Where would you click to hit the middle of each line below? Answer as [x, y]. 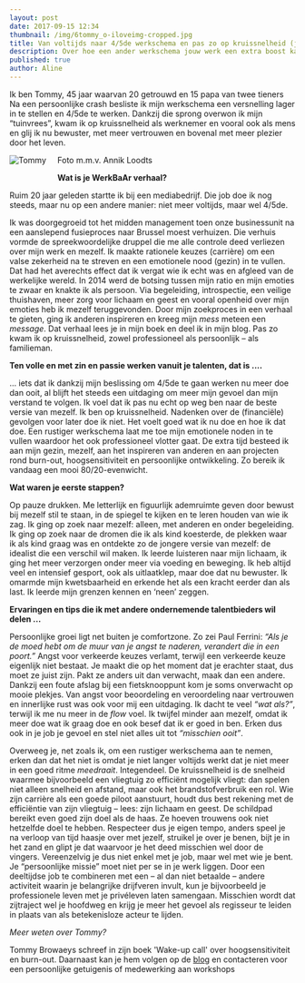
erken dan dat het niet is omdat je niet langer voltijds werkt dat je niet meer [149, 760]
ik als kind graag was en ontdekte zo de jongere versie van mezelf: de [140, 543]
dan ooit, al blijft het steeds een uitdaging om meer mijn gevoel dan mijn [144, 392]
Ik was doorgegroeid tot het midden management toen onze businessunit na [152, 222]
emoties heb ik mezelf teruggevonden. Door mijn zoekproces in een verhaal [151, 309]
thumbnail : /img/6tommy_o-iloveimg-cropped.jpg [101, 34]
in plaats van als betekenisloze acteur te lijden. [97, 914]
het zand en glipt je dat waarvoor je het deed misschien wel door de [137, 847]
